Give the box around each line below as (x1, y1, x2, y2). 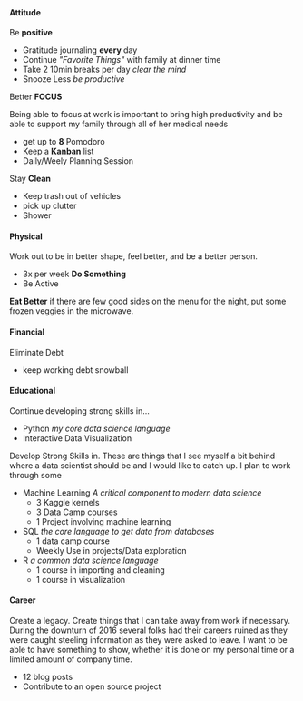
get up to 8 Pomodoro (22, 136, 106, 147)
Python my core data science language (22, 423, 171, 434)
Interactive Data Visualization (22, 432, 132, 444)
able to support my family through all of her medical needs (9, 118, 229, 130)
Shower (22, 210, 52, 221)
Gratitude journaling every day (22, 45, 138, 55)
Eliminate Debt (9, 346, 64, 357)
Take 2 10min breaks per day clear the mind (22, 64, 187, 75)
